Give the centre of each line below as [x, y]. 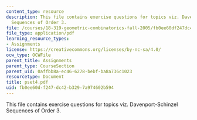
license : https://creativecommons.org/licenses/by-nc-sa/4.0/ [84, 50]
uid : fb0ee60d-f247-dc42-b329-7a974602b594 [60, 88]
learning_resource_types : [38, 39]
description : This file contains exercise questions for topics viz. [93, 17]
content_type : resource [35, 11]
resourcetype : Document [35, 77]
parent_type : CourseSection [40, 66]
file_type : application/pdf [40, 33]
